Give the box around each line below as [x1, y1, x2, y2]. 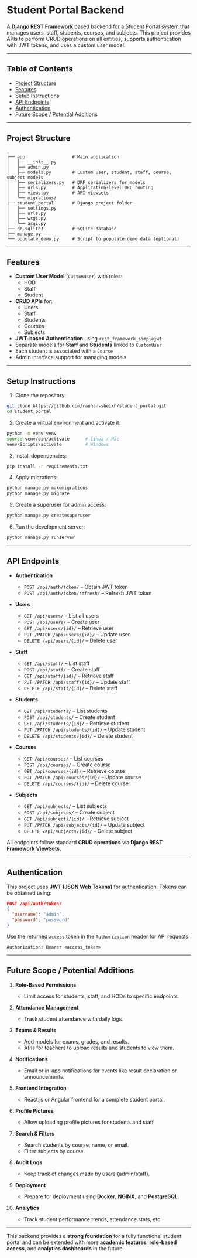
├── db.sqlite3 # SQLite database [6, 226, 117, 231]
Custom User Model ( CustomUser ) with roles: [15, 273, 123, 280]
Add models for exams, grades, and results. [23, 1038, 129, 1045]
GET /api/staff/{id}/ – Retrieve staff [23, 672, 115, 679]
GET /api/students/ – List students [23, 707, 108, 714]
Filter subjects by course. [23, 1147, 85, 1154]
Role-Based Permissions [15, 981, 77, 988]
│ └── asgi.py [6, 220, 46, 226]
